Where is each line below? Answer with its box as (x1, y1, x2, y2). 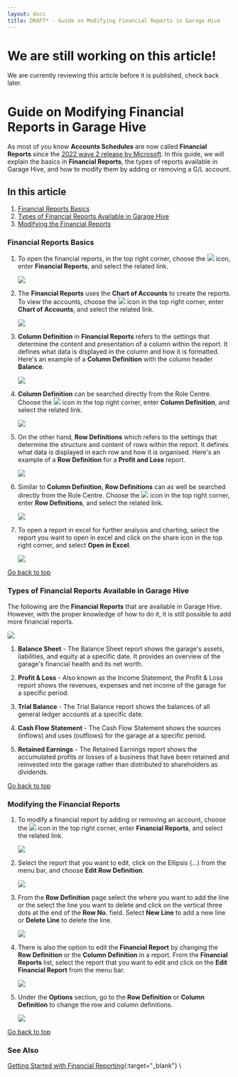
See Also (7, 1046, 39, 1055)
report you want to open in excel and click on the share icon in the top (17, 533, 222, 542)
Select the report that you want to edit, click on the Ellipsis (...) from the (17, 858, 227, 867)
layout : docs (7, 10, 46, 18)
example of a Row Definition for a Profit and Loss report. (17, 456, 186, 464)
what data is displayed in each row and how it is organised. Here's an (17, 448, 221, 456)
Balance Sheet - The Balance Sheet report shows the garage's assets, (17, 644, 225, 653)
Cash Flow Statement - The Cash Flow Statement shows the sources (17, 723, 222, 732)
